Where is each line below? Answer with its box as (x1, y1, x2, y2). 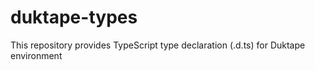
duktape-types (10, 6, 138, 29)
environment (10, 49, 63, 61)
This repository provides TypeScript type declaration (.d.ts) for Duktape (10, 39, 306, 51)
